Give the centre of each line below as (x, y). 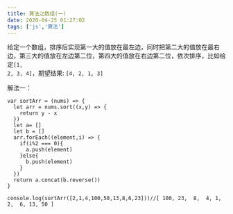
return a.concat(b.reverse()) (57, 180)
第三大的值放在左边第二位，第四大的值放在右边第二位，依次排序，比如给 (122, 56)
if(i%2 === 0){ (42, 144)
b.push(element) (49, 162)
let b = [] (29, 132)
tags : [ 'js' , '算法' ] (36, 26)
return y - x (38, 113)
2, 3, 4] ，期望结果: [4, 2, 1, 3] (55, 73)
